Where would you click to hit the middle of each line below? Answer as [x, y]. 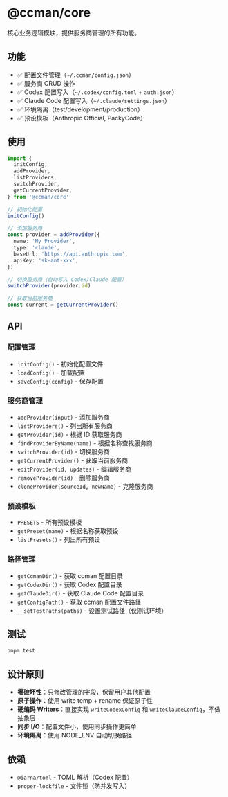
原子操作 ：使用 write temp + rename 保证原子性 [85, 701]
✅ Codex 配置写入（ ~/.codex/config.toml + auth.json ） [97, 92]
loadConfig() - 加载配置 [51, 373]
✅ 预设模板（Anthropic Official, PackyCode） [82, 118]
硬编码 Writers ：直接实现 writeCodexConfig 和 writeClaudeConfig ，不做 [119, 709]
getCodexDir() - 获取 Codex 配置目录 [69, 584]
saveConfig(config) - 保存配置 [60, 381]
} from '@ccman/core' [38, 197]
